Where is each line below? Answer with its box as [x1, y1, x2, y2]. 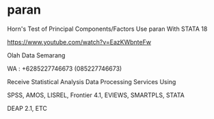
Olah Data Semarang [7, 51, 66, 59]
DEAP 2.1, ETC [7, 104, 48, 112]
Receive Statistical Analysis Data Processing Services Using [7, 77, 176, 85]
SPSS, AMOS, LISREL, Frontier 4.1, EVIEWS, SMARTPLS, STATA [7, 91, 185, 99]
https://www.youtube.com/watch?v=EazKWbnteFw [7, 38, 152, 46]
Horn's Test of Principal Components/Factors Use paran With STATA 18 [7, 25, 208, 33]
